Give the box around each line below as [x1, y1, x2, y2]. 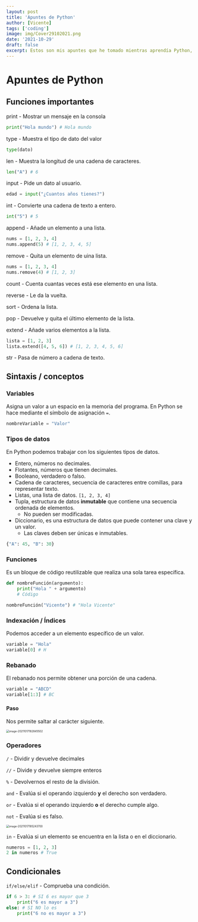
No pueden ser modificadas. [23, 510, 94, 518]
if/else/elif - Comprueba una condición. [6, 882, 110, 889]
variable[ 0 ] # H [6, 647, 46, 653]
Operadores [6, 741, 42, 750]
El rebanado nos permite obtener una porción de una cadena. [6, 675, 157, 682]
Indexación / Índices [6, 616, 66, 624]
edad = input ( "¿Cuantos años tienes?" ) [6, 191, 105, 197]
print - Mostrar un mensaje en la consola [6, 113, 106, 120]
